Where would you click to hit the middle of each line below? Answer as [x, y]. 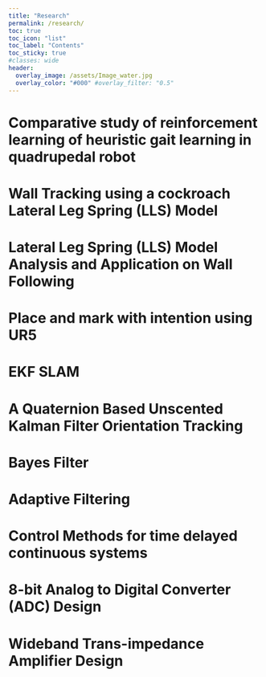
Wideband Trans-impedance [106, 644]
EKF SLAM [44, 372]
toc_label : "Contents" [46, 46]
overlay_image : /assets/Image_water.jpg [84, 75]
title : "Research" [39, 16]
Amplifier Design [66, 661]
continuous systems [78, 553]
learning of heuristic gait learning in [130, 139]
